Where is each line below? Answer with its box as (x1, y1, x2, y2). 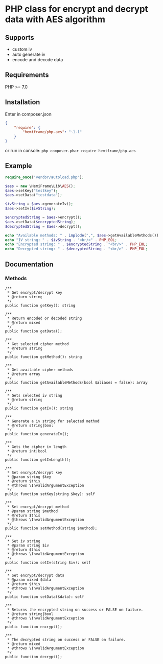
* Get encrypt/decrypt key (7, 290, 63, 295)
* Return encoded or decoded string (7, 316, 82, 321)
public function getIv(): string (5, 405, 73, 411)
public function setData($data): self (5, 594, 84, 599)
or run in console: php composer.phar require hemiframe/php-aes (5, 148, 136, 153)
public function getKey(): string (5, 303, 76, 308)
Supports (5, 33, 34, 42)
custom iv (12, 47, 32, 52)
